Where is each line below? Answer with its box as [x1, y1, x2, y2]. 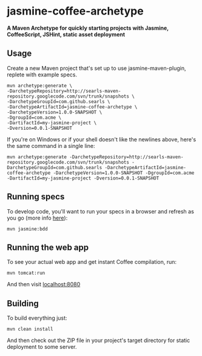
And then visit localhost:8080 [7, 281, 81, 288]
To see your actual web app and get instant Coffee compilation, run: [7, 258, 177, 266]
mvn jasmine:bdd [7, 226, 48, 232]
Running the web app [7, 242, 89, 252]
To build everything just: [7, 314, 67, 322]
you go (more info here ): [7, 214, 68, 221]
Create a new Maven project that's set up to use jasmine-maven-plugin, [7, 64, 186, 72]
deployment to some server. [7, 343, 78, 351]
